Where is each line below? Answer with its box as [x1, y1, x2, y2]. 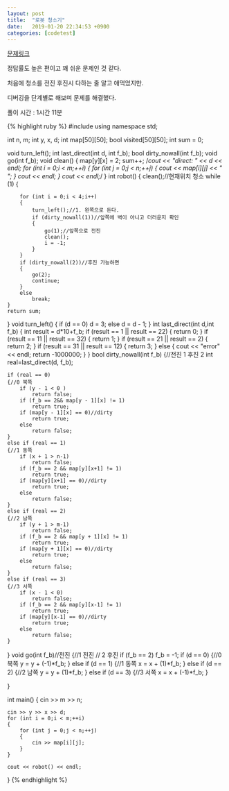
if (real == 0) [7, 372, 51, 379]
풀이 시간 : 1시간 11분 [7, 108, 63, 117]
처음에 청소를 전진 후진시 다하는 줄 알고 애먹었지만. [7, 79, 144, 87]
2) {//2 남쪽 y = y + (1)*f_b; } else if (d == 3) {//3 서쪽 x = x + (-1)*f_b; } [7, 668, 209, 677]
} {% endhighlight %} [7, 776, 68, 784]
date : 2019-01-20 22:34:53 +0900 [7, 23, 110, 30]
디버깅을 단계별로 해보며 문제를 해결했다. [7, 94, 116, 102]
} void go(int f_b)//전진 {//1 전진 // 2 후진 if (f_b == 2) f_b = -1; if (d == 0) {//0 [7, 651, 222, 659]
